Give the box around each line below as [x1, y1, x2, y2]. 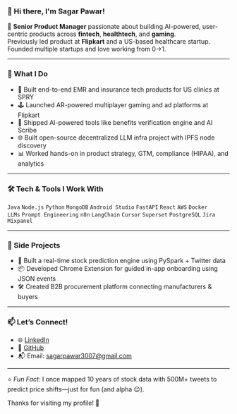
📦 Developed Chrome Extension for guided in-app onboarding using [17, 264, 219, 273]
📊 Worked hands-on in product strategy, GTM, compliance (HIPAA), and [17, 149, 229, 157]
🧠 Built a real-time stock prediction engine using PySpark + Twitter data [17, 257, 226, 265]
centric [7, 30, 28, 38]
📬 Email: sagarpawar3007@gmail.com [17, 352, 132, 360]
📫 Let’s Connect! [7, 317, 68, 327]
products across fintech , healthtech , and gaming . [29, 30, 176, 38]
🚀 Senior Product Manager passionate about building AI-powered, [7, 23, 201, 31]
